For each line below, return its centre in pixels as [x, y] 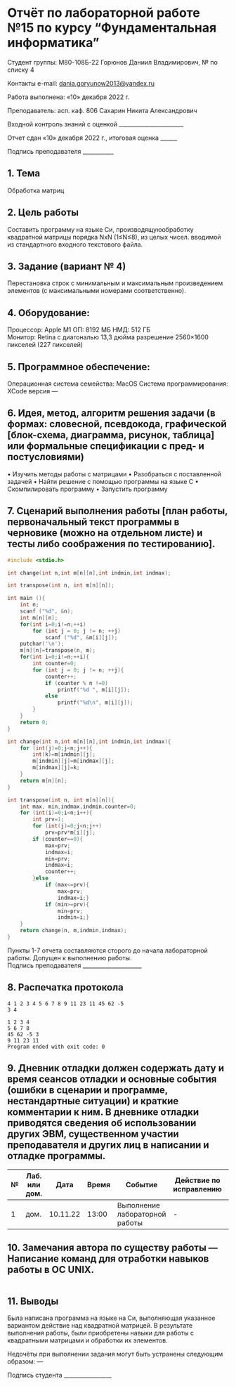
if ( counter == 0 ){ [58, 839]
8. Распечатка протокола [66, 987]
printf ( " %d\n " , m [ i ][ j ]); [95, 703]
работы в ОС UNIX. [51, 1269]
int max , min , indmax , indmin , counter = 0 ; [78, 806]
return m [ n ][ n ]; [44, 780]
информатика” [53, 43]
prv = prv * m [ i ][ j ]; [70, 832]
